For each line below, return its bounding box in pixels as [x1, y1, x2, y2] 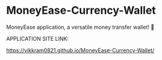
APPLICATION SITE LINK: [6, 35, 69, 42]
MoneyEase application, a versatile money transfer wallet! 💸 [6, 23, 155, 31]
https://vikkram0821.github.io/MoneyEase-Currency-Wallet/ [6, 46, 155, 54]
